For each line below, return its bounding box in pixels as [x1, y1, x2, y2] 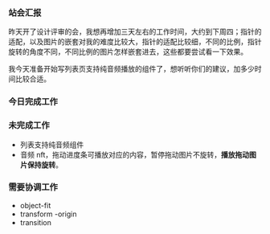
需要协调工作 [8, 182, 59, 193]
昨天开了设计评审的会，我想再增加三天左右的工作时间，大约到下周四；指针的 [8, 27, 262, 37]
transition [19, 217, 52, 227]
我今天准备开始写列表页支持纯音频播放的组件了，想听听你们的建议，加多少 [8, 64, 255, 74]
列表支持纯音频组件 [19, 139, 84, 150]
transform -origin [19, 209, 77, 219]
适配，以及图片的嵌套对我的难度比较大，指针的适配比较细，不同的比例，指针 [8, 37, 262, 47]
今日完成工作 [8, 96, 59, 108]
